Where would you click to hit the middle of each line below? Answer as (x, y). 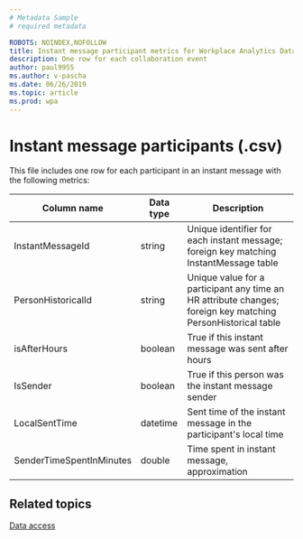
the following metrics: (50, 181)
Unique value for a (226, 278)
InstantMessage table (233, 263)
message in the (220, 423)
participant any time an (236, 289)
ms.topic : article (44, 93)
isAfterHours (41, 348)
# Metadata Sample (44, 18)
